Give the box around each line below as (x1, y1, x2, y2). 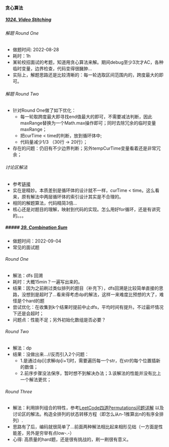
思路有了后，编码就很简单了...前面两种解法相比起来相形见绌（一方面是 (12, 424, 158, 430)
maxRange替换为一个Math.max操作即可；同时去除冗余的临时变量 (20, 120, 156, 126)
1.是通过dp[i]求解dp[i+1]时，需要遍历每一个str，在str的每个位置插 (20, 357, 156, 363)
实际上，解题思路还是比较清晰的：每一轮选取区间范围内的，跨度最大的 (12, 72, 159, 78)
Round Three (5, 388, 32, 394)
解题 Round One (5, 30, 39, 36)
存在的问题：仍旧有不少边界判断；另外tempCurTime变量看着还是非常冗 (12, 145, 161, 151)
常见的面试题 (12, 244, 39, 250)
